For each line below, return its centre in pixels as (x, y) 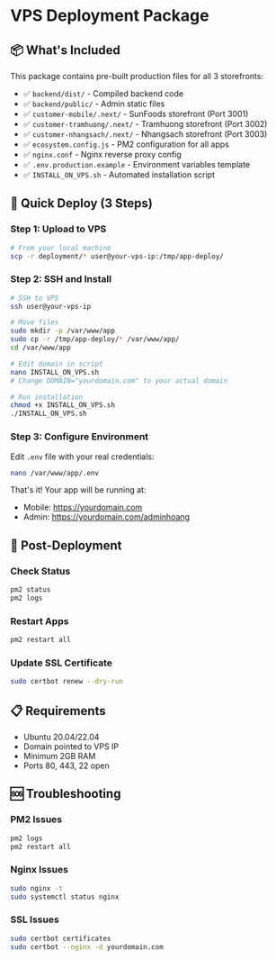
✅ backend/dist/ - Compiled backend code (103, 94)
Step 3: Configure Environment (80, 437)
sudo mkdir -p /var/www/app (63, 331)
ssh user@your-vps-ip (51, 306)
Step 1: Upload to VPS (58, 229)
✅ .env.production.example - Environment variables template (137, 164)
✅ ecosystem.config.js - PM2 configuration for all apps (126, 144)
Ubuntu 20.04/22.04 (61, 737)
